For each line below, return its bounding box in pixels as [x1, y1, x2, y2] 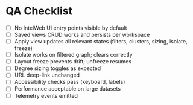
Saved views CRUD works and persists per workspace [14, 31, 150, 38]
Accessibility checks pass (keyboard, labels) [14, 78, 125, 86]
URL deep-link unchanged [14, 71, 80, 79]
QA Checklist [5, 4, 73, 18]
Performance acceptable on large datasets [14, 85, 121, 92]
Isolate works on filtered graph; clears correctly [14, 51, 133, 59]
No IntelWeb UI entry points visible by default [14, 24, 127, 31]
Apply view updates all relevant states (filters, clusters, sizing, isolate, [14, 38, 188, 45]
